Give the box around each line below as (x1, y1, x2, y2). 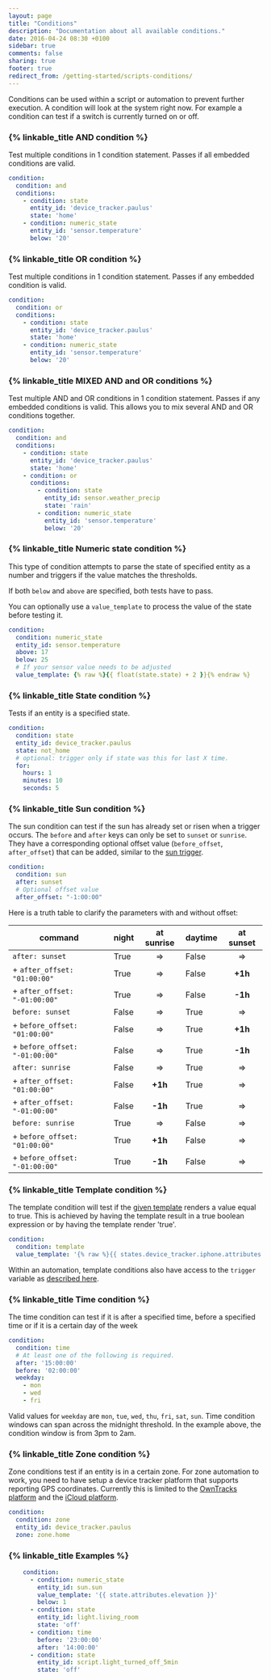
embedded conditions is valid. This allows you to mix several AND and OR (8, 402, 254, 412)
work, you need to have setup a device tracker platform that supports (8, 1475, 240, 1485)
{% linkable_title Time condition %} (8, 1294, 151, 1305)
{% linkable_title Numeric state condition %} (8, 543, 187, 555)
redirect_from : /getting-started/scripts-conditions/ (8, 72, 194, 80)
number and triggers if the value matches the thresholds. (8, 570, 198, 580)
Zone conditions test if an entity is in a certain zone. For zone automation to (8, 1467, 260, 1476)
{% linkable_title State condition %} (8, 690, 152, 701)
